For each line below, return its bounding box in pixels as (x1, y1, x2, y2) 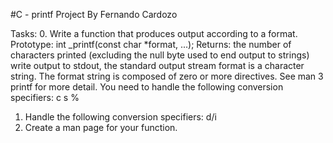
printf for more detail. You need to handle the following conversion (10, 81, 284, 93)
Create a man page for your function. (24, 122, 178, 133)
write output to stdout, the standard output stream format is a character (10, 60, 305, 71)
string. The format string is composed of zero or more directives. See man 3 (10, 70, 324, 82)
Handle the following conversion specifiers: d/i (24, 111, 217, 123)
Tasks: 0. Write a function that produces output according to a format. (10, 28, 298, 39)
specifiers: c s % (10, 92, 80, 103)
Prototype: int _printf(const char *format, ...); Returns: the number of (10, 39, 292, 50)
